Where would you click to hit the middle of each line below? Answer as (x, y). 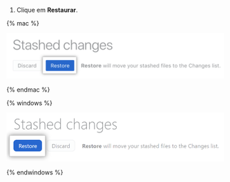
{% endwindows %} (35, 172)
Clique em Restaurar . (47, 10)
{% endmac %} (28, 90)
